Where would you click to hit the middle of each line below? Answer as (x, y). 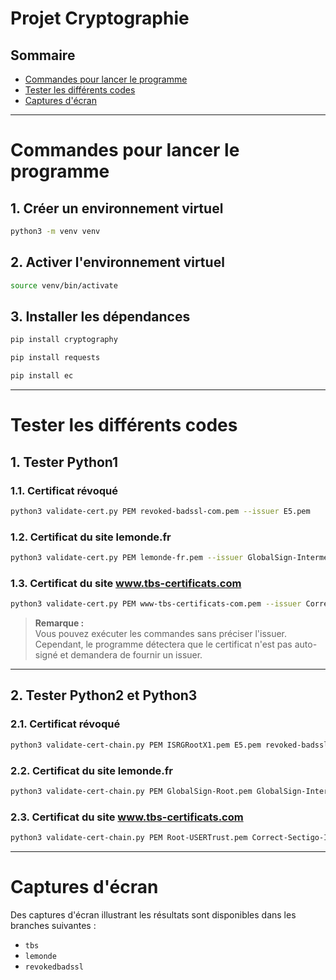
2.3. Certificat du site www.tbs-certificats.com (127, 817)
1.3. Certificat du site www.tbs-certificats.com (126, 583)
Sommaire (43, 55)
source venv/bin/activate (64, 285)
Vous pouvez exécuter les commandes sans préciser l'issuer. (161, 634)
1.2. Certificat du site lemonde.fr (91, 537)
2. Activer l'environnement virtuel (117, 262)
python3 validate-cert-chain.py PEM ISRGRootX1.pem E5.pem (136, 745)
